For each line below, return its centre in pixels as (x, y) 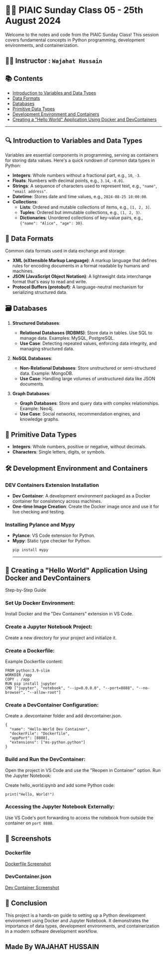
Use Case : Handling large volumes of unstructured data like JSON (87, 378)
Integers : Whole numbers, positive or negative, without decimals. (79, 447)
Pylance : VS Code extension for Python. (54, 535)
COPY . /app (17, 679)
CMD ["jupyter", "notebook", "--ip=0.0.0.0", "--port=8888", (70, 688)
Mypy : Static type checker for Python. (51, 541)
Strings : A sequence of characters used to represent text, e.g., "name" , (85, 186)
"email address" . (30, 191)
